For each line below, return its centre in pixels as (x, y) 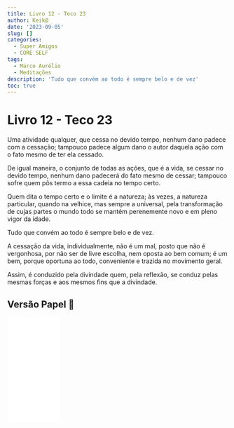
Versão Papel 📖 (41, 304)
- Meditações (33, 72)
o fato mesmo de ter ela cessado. (55, 154)
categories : (25, 40)
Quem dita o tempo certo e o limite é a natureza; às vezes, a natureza (108, 196)
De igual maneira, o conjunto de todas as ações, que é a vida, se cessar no (116, 168)
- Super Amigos (36, 46)
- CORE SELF (31, 53)
